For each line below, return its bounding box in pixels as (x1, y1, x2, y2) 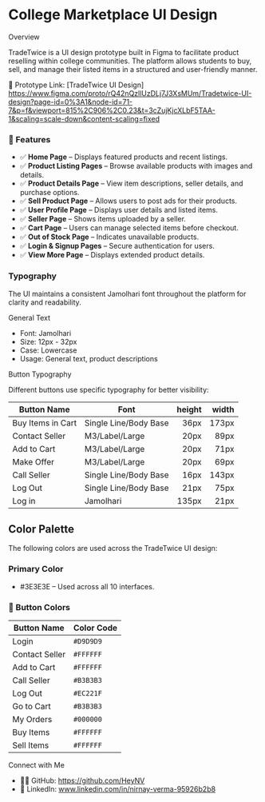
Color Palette (8, 522, 74, 536)
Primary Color (8, 564, 64, 575)
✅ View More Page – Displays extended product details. (19, 250, 205, 260)
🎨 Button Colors (8, 601, 70, 612)
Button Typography (8, 369, 72, 379)
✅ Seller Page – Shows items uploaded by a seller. (19, 214, 186, 224)
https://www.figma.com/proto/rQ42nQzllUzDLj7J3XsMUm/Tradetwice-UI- (8, 88, 252, 98)
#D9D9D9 (73, 636, 102, 645)
